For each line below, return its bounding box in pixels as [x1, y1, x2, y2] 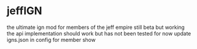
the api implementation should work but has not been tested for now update [6, 30, 191, 37]
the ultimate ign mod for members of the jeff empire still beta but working [6, 24, 185, 31]
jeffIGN [6, 4, 42, 18]
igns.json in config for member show [6, 36, 96, 43]
